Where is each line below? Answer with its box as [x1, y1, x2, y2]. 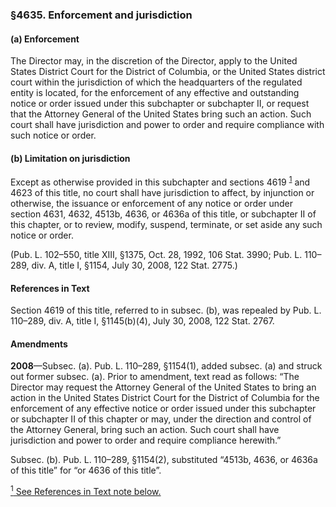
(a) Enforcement [10, 33, 80, 45]
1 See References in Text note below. [10, 484, 162, 498]
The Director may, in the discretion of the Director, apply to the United [10, 55, 298, 67]
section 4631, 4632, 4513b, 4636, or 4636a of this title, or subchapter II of [10, 208, 317, 220]
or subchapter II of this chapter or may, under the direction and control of [10, 413, 312, 425]
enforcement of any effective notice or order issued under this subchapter [10, 403, 317, 415]
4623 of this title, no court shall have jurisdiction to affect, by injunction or [10, 186, 315, 198]
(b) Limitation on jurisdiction [10, 152, 131, 164]
